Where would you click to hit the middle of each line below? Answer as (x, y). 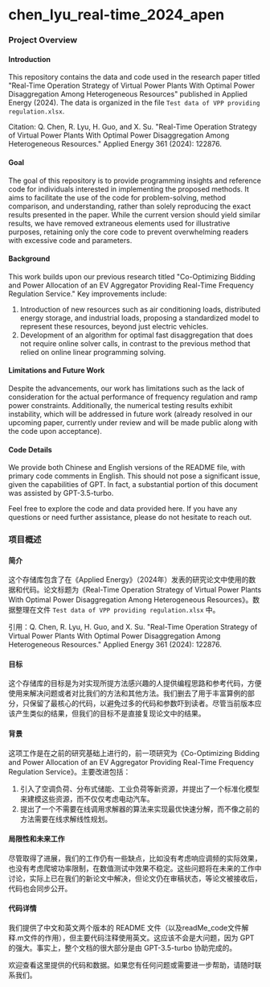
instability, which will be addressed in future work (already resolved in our (131, 414)
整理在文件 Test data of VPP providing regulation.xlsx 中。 (117, 610)
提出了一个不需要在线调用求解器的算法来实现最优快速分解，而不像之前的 (139, 809)
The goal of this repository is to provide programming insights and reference (135, 180)
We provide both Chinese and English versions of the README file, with (127, 468)
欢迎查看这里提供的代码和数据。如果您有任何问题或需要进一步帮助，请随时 (131, 965)
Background (29, 258)
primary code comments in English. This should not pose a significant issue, (135, 476)
